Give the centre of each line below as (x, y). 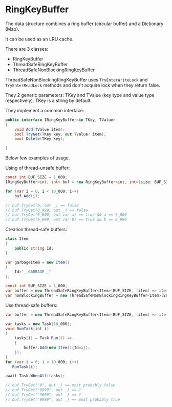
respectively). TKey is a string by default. (49, 100)
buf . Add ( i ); (27, 196)
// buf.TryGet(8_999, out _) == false (47, 210)
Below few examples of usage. (38, 158)
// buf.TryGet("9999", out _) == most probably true (63, 399)
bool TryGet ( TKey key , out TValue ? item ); (60, 134)
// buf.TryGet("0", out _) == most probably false (60, 385)
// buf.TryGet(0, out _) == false (42, 205)
